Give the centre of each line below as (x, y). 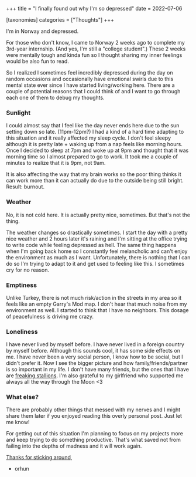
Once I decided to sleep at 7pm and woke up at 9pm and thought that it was (97, 150)
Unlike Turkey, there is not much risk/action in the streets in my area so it (94, 297)
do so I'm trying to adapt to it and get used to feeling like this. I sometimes (95, 263)
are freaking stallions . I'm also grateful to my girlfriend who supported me (95, 375)
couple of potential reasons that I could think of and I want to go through (93, 91)
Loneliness (22, 331)
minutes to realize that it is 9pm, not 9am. (56, 163)
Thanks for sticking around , (39, 458)
